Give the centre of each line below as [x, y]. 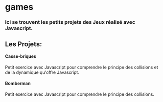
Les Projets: [24, 44]
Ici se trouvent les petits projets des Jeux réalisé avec [70, 22]
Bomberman [18, 84]
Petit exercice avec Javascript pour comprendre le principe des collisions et [81, 67]
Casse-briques [21, 56]
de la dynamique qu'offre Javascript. [42, 72]
